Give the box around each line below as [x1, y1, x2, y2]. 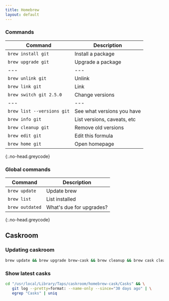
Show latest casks [5, 270, 51, 277]
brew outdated [8, 205, 42, 210]
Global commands [5, 166, 51, 173]
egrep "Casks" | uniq [12, 290, 57, 295]
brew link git [8, 84, 42, 89]
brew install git [8, 51, 49, 56]
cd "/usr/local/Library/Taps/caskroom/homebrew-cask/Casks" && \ [5, 281, 145, 286]
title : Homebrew [5, 7, 39, 13]
